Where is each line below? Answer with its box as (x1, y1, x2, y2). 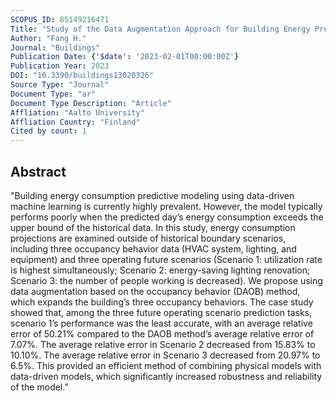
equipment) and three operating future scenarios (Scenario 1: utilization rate (10, 253, 323, 265)
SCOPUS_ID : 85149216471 (10, 14, 110, 25)
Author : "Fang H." (10, 33, 87, 43)
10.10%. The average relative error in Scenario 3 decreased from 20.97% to (10, 349, 321, 361)
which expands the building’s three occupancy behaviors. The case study (10, 296, 314, 308)
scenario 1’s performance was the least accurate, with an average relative (10, 317, 313, 329)
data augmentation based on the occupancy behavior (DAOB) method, (10, 285, 301, 297)
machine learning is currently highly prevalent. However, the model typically (10, 200, 323, 212)
